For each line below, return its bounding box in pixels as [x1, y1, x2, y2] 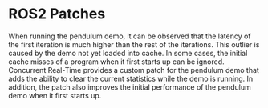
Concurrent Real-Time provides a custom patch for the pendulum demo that [8, 65, 259, 74]
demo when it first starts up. [8, 90, 102, 100]
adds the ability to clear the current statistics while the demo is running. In [8, 74, 254, 83]
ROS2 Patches [8, 5, 106, 23]
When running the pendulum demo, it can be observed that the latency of [8, 31, 251, 41]
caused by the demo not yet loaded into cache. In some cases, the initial [8, 48, 248, 58]
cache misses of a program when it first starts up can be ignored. [8, 57, 225, 66]
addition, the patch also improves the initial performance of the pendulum [8, 82, 251, 92]
